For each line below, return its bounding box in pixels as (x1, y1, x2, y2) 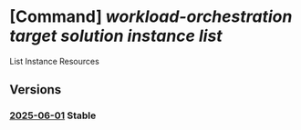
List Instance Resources (9, 55, 100, 66)
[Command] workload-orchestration (9, 6, 293, 27)
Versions (9, 82, 62, 97)
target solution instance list (9, 25, 223, 46)
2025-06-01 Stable (9, 109, 97, 122)
